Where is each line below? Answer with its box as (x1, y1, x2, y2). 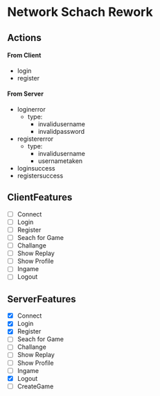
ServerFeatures (7, 293, 76, 305)
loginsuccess (17, 164, 55, 172)
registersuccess (17, 171, 64, 180)
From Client (7, 51, 42, 60)
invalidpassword (37, 127, 85, 135)
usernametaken (37, 157, 83, 165)
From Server (7, 89, 44, 98)
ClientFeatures (7, 191, 73, 203)
